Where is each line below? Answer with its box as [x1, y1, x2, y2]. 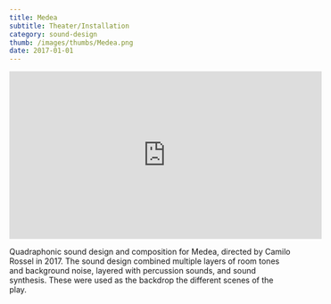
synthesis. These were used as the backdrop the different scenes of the [9, 274, 274, 286]
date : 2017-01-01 [9, 46, 74, 55]
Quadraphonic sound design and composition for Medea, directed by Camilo [9, 247, 291, 258]
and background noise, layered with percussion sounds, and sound [9, 266, 257, 276]
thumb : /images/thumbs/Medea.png [9, 38, 134, 47]
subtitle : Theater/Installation [9, 21, 129, 30]
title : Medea [9, 13, 58, 22]
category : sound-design [9, 30, 98, 38]
